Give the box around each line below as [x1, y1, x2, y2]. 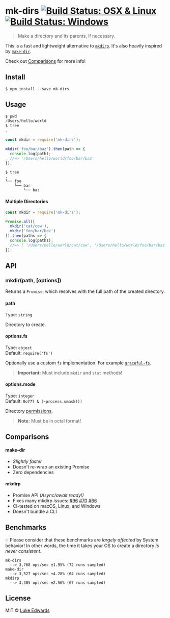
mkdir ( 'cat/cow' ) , [10, 224, 49, 229]
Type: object [5, 344, 32, 351]
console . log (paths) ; [10, 238, 53, 243]
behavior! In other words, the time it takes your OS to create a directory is [5, 542, 159, 549]
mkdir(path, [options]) [5, 277, 62, 284]
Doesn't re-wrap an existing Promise [12, 463, 90, 469]
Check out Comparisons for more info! [5, 58, 86, 64]
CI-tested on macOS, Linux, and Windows [12, 503, 101, 509]
